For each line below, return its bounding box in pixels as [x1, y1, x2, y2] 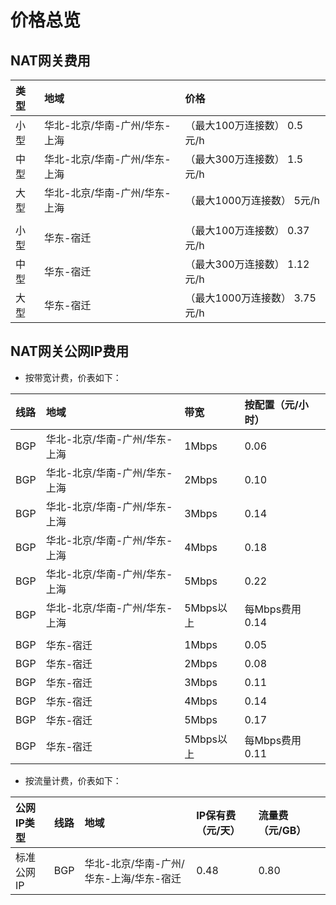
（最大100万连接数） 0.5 [184, 119, 304, 132]
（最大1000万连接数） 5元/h [184, 194, 320, 207]
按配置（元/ [244, 397, 299, 411]
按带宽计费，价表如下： [24, 371, 122, 383]
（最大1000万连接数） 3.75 [184, 291, 317, 305]
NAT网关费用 [10, 52, 91, 69]
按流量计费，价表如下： [24, 774, 122, 786]
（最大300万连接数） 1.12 [184, 257, 310, 271]
